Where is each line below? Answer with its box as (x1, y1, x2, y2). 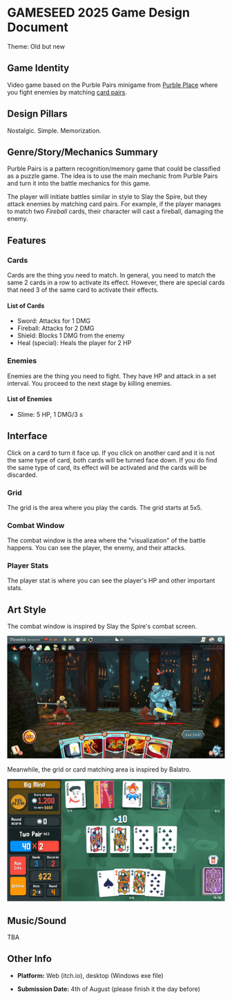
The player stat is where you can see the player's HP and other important (7, 576, 215, 585)
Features (7, 235, 46, 246)
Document (7, 19, 69, 35)
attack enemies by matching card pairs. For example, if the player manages (7, 200, 222, 208)
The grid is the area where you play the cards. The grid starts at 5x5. (7, 503, 202, 511)
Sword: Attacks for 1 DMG (17, 317, 91, 325)
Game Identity (7, 62, 70, 74)
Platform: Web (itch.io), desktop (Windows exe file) (17, 971, 164, 979)
